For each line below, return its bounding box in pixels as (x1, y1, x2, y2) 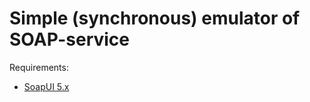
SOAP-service (9, 28, 131, 51)
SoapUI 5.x (23, 80, 70, 92)
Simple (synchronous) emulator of (9, 7, 301, 30)
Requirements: (9, 61, 69, 73)
